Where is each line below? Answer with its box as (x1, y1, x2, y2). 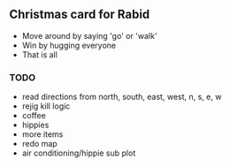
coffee (21, 110, 46, 121)
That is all (21, 49, 57, 60)
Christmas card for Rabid (9, 7, 150, 22)
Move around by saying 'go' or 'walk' (21, 30, 157, 41)
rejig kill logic (21, 101, 71, 111)
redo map (21, 139, 57, 149)
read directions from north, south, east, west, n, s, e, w (21, 92, 222, 102)
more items (21, 129, 64, 140)
